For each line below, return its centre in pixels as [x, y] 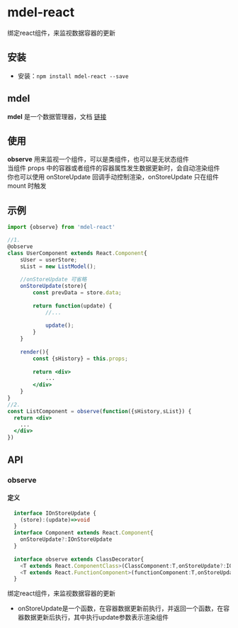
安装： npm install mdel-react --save [73, 76]
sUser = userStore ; [49, 259]
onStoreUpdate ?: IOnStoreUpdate [66, 539]
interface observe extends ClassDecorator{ [79, 559]
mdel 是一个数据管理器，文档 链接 [57, 116]
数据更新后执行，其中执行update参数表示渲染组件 [96, 617]
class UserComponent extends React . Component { [77, 253]
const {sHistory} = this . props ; [81, 359]
